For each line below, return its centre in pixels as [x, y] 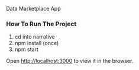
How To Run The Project [41, 24]
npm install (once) [37, 43]
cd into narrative [35, 37]
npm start [26, 49]
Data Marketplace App [33, 9]
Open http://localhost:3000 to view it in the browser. [70, 61]
